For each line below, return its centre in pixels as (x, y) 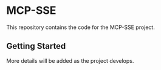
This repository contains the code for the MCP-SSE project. (80, 27)
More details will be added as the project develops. (70, 60)
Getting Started (36, 46)
